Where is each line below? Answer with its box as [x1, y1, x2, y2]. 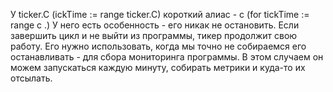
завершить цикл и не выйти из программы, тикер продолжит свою [10, 30, 298, 41]
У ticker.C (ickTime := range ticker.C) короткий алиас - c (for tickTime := [10, 9, 310, 20]
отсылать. [10, 72, 53, 84]
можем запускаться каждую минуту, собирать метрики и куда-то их [10, 62, 306, 73]
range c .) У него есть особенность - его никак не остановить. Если [10, 19, 300, 31]
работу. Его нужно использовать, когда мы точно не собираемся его [10, 40, 307, 52]
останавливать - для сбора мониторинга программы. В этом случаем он [10, 51, 324, 63]
